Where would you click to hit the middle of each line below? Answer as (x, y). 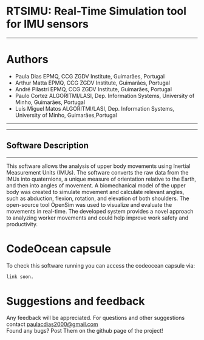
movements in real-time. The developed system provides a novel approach (100, 211)
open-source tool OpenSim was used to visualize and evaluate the (89, 204)
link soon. (20, 277)
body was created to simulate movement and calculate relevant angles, (95, 192)
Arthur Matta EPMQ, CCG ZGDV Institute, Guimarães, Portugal (92, 83)
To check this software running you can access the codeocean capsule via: (101, 265)
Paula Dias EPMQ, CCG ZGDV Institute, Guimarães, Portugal (90, 76)
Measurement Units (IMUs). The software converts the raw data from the (97, 172)
